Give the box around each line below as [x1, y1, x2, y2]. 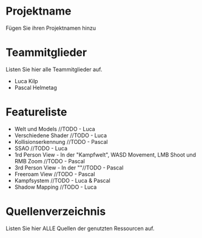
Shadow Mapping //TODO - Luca [14, 183, 97, 191]
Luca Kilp [14, 77, 38, 84]
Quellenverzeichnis [5, 205, 106, 218]
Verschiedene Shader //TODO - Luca [14, 132, 107, 139]
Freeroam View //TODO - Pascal [14, 170, 95, 177]
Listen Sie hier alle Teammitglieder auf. [5, 66, 103, 73]
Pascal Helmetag [14, 84, 57, 91]
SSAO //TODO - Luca [14, 144, 68, 152]
